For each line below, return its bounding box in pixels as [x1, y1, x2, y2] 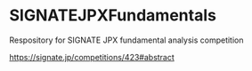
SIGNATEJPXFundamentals [9, 5, 216, 26]
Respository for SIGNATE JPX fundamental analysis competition [9, 35, 244, 45]
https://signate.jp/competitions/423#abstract [9, 51, 175, 62]
